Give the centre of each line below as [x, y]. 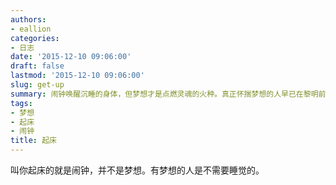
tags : [21, 103]
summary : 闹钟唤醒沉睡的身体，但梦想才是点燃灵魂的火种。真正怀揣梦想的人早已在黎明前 [168, 94]
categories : [35, 38]
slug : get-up [37, 85]
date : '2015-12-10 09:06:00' [71, 57]
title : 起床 [33, 141]
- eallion [31, 29]
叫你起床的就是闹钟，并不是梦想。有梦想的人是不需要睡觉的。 [137, 170]
